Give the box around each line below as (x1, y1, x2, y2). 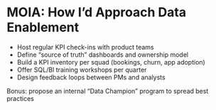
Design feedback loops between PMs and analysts (16, 72, 166, 82)
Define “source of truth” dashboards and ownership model (16, 50, 189, 59)
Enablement (6, 19, 80, 35)
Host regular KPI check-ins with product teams (16, 43, 154, 51)
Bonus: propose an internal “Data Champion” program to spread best (6, 87, 209, 95)
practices (6, 94, 35, 103)
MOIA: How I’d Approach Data (6, 4, 186, 21)
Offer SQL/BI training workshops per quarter (16, 65, 147, 74)
